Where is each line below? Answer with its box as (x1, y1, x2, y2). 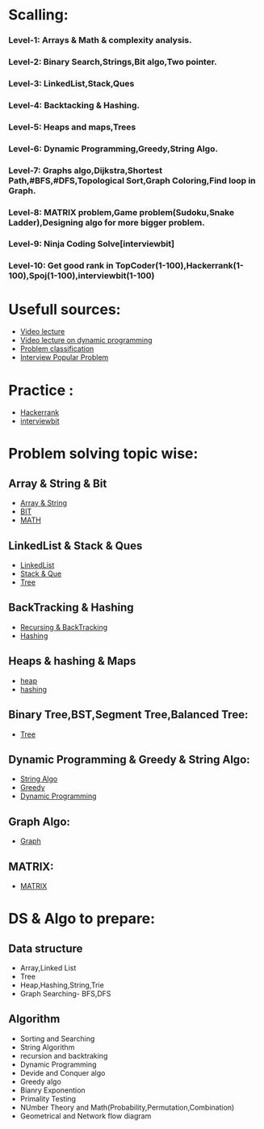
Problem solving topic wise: (8, 445, 199, 463)
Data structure (8, 941, 83, 955)
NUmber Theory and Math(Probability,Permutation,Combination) (19, 1102, 235, 1112)
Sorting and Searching (19, 1034, 95, 1043)
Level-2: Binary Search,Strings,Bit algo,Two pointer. (8, 57, 218, 68)
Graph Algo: (8, 814, 71, 828)
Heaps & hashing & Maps (8, 654, 136, 668)
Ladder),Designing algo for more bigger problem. (8, 217, 205, 228)
